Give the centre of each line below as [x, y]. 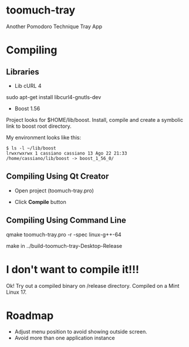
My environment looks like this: [44, 137]
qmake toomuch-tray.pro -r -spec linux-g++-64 [64, 234]
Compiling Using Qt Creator [58, 176]
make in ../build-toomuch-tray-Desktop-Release [64, 246]
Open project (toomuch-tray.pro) [54, 190]
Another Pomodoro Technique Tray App [54, 26]
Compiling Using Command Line [66, 220]
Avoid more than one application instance [65, 338]
